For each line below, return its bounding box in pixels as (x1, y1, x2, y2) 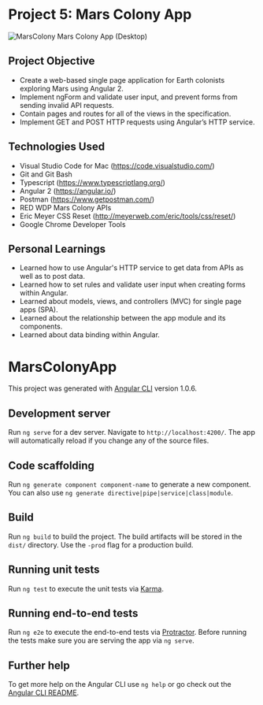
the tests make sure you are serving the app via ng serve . (8, 636, 194, 645)
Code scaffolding (8, 458, 94, 472)
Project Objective (8, 54, 95, 68)
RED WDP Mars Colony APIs (19, 202, 112, 212)
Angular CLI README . (8, 688, 80, 698)
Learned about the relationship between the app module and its (19, 314, 226, 323)
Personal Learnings (8, 242, 106, 255)
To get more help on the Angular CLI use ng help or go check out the (8, 680, 232, 689)
